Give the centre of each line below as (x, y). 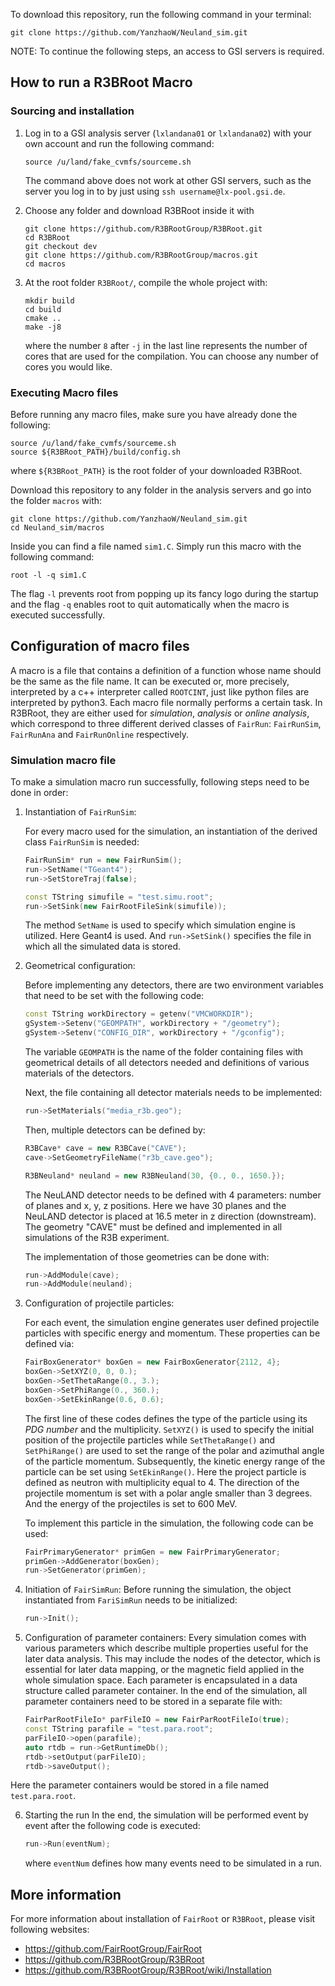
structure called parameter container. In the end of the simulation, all (166, 1691)
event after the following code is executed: (112, 1826)
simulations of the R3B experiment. (97, 1237)
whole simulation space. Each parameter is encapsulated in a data (161, 1680)
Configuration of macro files (100, 646)
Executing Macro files (64, 392)
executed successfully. (57, 615)
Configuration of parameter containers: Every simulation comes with (165, 1638)
